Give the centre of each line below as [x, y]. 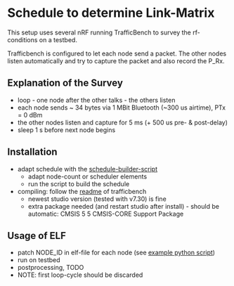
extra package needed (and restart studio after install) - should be [124, 206]
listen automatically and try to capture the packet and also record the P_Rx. [116, 60]
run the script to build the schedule [79, 183]
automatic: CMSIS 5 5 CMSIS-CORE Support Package [106, 214]
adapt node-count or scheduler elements [87, 176]
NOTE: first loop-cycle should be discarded [80, 275]
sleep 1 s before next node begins [66, 130]
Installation [32, 152]
